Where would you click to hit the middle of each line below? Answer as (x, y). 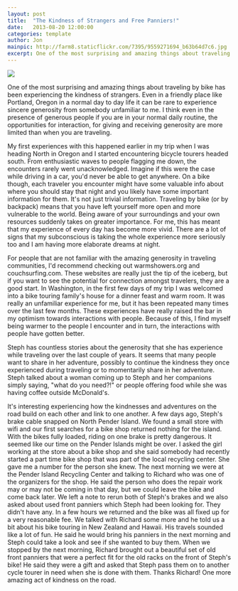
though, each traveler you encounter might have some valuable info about (115, 184)
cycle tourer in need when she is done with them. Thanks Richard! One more (119, 572)
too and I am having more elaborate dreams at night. (84, 244)
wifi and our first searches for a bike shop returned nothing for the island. (115, 429)
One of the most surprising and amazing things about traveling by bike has (117, 87)
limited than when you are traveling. (60, 132)
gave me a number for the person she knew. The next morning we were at (116, 467)
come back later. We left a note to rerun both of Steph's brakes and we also (118, 497)
